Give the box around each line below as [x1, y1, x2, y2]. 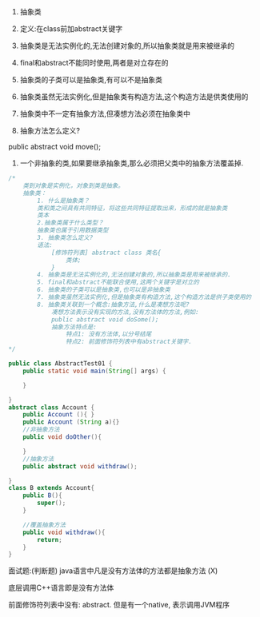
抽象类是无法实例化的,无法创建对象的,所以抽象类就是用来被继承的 [19, 41, 234, 50]
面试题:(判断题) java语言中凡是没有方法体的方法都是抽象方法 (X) [8, 566, 218, 575]
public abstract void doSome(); [50, 315, 159, 324]
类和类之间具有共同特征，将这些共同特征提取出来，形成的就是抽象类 [37, 204, 228, 212]
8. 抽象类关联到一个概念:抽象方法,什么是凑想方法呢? [37, 301, 190, 308]
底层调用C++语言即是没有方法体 [8, 583, 114, 593]
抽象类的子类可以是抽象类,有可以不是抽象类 [19, 75, 162, 84]
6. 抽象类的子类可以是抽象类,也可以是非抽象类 [37, 286, 170, 294]
